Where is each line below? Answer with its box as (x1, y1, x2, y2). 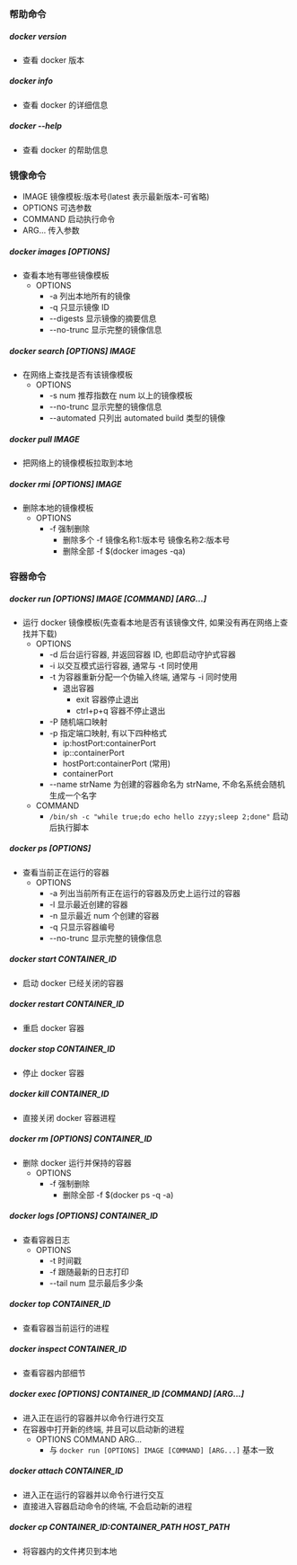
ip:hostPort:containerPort (62, 737, 157, 748)
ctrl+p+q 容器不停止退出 (75, 705, 166, 716)
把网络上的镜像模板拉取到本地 (22, 458, 133, 468)
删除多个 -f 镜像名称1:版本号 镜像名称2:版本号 (62, 535, 231, 545)
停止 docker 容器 (22, 1067, 85, 1078)
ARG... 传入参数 (22, 225, 80, 236)
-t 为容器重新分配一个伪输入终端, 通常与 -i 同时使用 (48, 671, 238, 682)
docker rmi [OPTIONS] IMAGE (9, 478, 123, 489)
